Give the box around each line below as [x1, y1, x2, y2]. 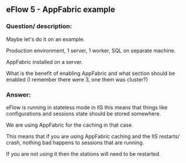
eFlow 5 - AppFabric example [6, 5, 116, 15]
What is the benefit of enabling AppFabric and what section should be [6, 70, 175, 77]
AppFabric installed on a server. [6, 58, 83, 65]
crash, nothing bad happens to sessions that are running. [6, 139, 144, 146]
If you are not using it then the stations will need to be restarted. [6, 150, 161, 157]
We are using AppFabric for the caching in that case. [6, 121, 134, 128]
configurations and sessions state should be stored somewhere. [6, 110, 161, 117]
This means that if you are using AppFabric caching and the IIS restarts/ [6, 133, 180, 140]
